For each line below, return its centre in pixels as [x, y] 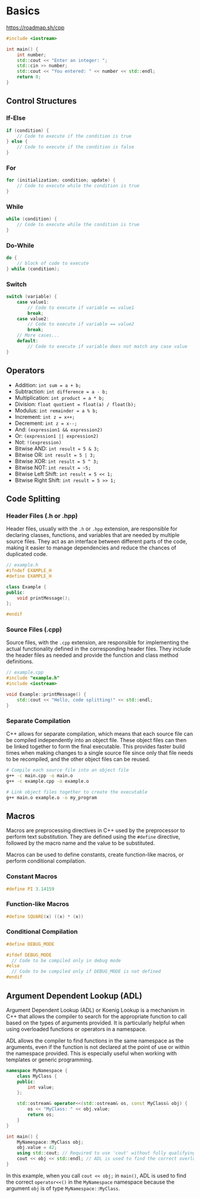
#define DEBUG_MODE [30, 944]
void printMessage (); [43, 598]
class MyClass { [37, 1076]
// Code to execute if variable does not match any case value [107, 346]
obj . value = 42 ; [37, 1148]
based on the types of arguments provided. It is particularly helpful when [96, 1023]
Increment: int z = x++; [45, 416]
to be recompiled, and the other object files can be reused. [78, 759]
